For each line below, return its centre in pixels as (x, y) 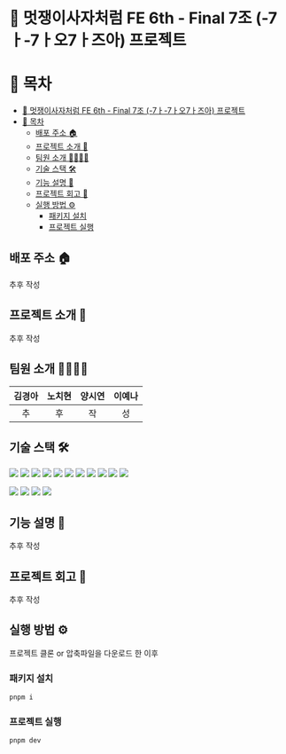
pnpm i (21, 697)
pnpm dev (25, 741)
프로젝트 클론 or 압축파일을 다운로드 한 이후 (84, 653)
